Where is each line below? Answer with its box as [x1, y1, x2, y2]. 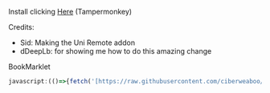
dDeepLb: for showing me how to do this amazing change [19, 46, 212, 55]
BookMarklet [8, 62, 51, 71]
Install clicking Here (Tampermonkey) [8, 7, 133, 16]
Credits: [8, 22, 35, 31]
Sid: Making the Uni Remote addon [19, 38, 135, 47]
